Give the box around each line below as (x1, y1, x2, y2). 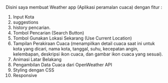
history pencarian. (12, 24, 50, 30)
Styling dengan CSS (12, 67, 54, 73)
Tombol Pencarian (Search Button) (12, 30, 84, 35)
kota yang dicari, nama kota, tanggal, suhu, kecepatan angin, (12, 46, 139, 51)
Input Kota (12, 14, 34, 19)
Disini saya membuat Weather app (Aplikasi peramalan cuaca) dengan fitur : (5, 4, 162, 10)
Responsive (12, 72, 37, 78)
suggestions (12, 19, 39, 25)
